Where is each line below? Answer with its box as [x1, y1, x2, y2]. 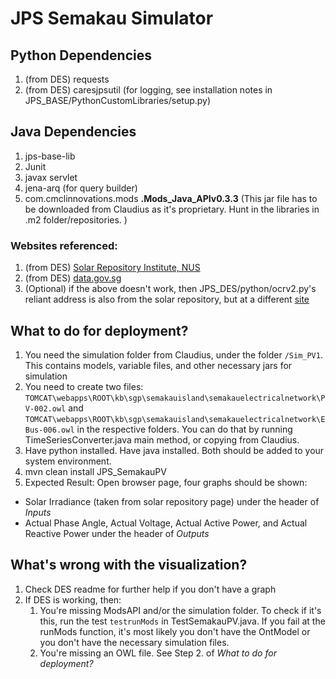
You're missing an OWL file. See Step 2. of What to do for [39, 647, 277, 659]
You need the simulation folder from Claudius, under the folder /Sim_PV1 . [24, 348, 323, 361]
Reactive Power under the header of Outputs [24, 527, 210, 539]
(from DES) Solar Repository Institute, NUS [24, 262, 201, 274]
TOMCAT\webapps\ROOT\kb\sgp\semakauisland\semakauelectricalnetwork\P [24, 393, 326, 403]
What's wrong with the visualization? [10, 557, 248, 574]
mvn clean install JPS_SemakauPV [24, 465, 167, 477]
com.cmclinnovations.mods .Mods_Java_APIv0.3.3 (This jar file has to [24, 192, 318, 204]
